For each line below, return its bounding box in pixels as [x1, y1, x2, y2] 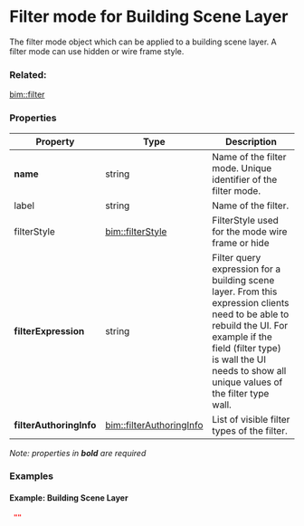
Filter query [212, 251, 261, 263]
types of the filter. [212, 424, 288, 436]
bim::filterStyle [105, 225, 167, 237]
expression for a [212, 263, 281, 275]
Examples [9, 470, 54, 483]
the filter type [212, 387, 270, 399]
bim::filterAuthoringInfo [105, 418, 204, 431]
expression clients [212, 296, 290, 309]
